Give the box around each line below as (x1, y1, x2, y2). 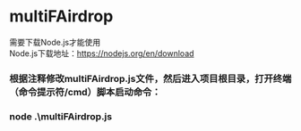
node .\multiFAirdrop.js (9, 110, 113, 122)
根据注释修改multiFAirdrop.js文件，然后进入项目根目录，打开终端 (9, 72, 292, 85)
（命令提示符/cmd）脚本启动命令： (9, 86, 161, 98)
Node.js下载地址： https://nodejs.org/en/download (9, 47, 194, 59)
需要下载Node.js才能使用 (9, 37, 101, 47)
